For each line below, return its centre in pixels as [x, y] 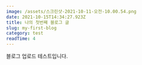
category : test [25, 33]
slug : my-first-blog [32, 28]
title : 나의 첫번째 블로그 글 [38, 22]
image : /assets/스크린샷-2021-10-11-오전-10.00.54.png [72, 11]
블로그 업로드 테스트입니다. [37, 56]
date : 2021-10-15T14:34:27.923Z [46, 17]
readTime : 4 [21, 39]
